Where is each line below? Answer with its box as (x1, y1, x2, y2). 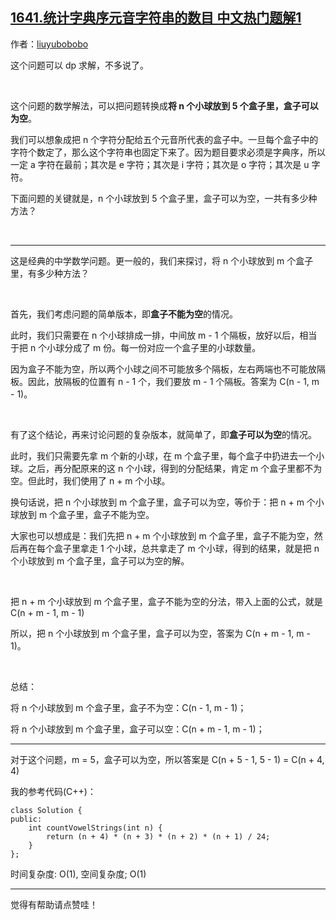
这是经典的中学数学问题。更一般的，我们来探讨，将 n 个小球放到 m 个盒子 (10, 254, 314, 267)
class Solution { (10, 805, 83, 815)
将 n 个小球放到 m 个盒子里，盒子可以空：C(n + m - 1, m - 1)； (10, 723, 265, 735)
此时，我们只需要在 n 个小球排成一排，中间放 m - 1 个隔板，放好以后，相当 (10, 329, 318, 341)
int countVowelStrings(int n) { (28, 823, 163, 833)
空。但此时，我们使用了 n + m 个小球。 (10, 474, 171, 487)
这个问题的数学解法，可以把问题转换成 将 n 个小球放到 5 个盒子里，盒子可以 (10, 99, 319, 112)
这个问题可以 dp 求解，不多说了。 (10, 59, 150, 71)
